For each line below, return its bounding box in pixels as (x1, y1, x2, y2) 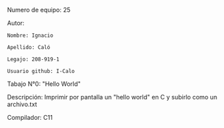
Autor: (7, 19, 25, 27)
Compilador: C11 (7, 114, 53, 121)
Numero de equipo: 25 (7, 6, 71, 14)
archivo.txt (7, 100, 38, 108)
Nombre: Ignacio (7, 32, 53, 39)
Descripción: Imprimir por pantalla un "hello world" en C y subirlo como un (7, 93, 218, 101)
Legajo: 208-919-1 (7, 56, 60, 63)
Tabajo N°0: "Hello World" (7, 80, 81, 88)
